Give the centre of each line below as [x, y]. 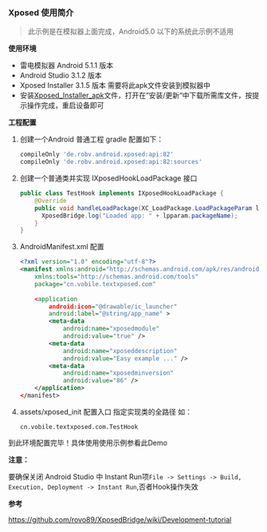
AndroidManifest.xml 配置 [62, 247]
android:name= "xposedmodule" [111, 329]
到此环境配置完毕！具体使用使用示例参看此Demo [88, 443]
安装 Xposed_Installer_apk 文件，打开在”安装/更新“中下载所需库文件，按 [136, 95]
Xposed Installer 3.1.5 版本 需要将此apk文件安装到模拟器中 [115, 85]
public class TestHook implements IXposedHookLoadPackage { [122, 193]
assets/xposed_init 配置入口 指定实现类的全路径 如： [106, 411]
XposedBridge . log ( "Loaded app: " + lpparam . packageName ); [139, 216]
